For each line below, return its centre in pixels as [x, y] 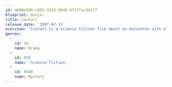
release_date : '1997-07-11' [35, 24]
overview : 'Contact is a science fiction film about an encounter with [83, 29]
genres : [14, 34]
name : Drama [27, 48]
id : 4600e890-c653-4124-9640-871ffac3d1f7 [51, 10]
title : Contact [21, 19]
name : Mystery [29, 77]
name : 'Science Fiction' [41, 62]
